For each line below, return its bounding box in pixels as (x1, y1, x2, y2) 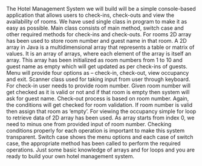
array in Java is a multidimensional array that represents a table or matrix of (6, 43, 195, 51)
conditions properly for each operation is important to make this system (6, 127, 185, 134)
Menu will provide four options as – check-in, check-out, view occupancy (6, 69, 189, 76)
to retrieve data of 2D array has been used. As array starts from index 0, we (6, 114, 195, 121)
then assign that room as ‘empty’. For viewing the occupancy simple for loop (6, 108, 197, 115)
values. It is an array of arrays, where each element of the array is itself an (6, 50, 192, 57)
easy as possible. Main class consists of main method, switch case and (6, 24, 184, 31)
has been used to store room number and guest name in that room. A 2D (6, 37, 187, 44)
